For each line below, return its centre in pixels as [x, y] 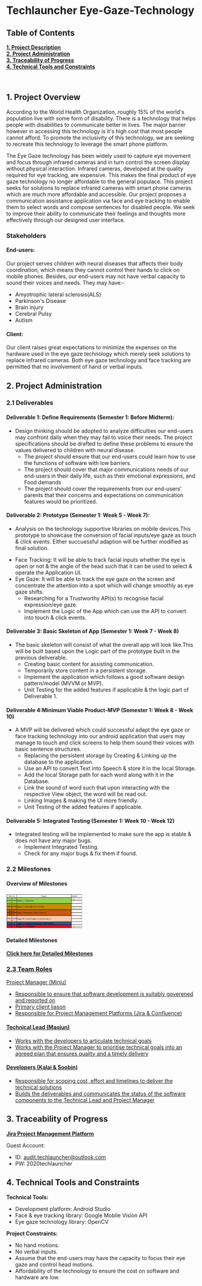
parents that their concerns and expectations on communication [104, 495]
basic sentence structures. [48, 749]
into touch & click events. [55, 617]
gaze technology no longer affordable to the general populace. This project [99, 181]
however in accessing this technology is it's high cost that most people [94, 131]
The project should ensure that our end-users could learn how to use [110, 456]
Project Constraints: [32, 1233]
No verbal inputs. [36, 1252]
